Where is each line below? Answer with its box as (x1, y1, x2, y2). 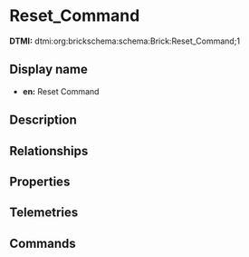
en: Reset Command (22, 85, 100, 96)
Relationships (9, 143, 89, 159)
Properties (9, 173, 71, 189)
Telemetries (9, 205, 79, 221)
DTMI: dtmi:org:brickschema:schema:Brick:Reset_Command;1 (9, 35, 241, 46)
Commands (9, 235, 77, 251)
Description (9, 113, 77, 128)
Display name (9, 62, 88, 77)
